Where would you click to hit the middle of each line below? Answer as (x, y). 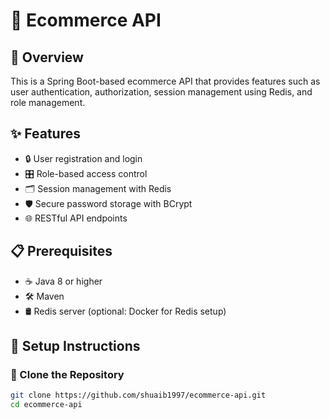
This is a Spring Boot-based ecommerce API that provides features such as (165, 81)
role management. (48, 102)
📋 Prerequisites (61, 251)
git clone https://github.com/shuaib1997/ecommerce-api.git (138, 395)
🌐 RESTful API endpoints (76, 218)
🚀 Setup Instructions (75, 346)
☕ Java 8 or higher (63, 281)
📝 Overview (47, 57)
